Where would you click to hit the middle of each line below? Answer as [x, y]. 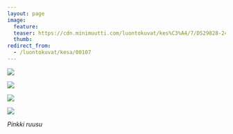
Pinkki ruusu [25, 124]
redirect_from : [29, 46]
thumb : [23, 40]
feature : [26, 26]
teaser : [25, 33]
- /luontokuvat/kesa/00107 [52, 53]
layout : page [26, 14]
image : [17, 20]
